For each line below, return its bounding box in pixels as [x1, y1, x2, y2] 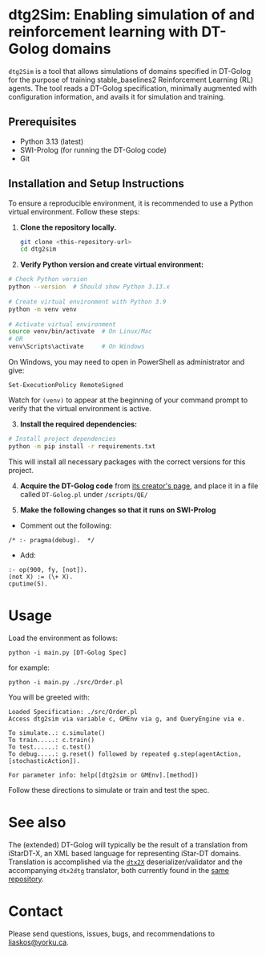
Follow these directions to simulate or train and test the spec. [8, 785, 210, 794]
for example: [8, 663, 50, 672]
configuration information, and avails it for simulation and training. [8, 92, 226, 101]
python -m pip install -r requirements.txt [8, 442, 156, 451]
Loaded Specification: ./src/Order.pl [8, 708, 138, 716]
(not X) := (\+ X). [8, 573, 74, 581]
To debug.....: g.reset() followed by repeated [8, 749, 171, 758]
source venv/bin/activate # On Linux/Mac [8, 328, 152, 336]
